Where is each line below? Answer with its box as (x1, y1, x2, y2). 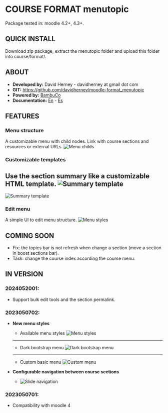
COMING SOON (5, 231, 54, 240)
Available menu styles (19, 330, 65, 336)
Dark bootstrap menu (19, 345, 64, 351)
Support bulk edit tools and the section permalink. (12, 296, 115, 302)
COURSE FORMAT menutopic (5, 4, 129, 15)
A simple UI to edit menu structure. (5, 217, 77, 223)
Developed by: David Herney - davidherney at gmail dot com (12, 81, 138, 87)
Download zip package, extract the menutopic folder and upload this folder (5, 48, 160, 54)
